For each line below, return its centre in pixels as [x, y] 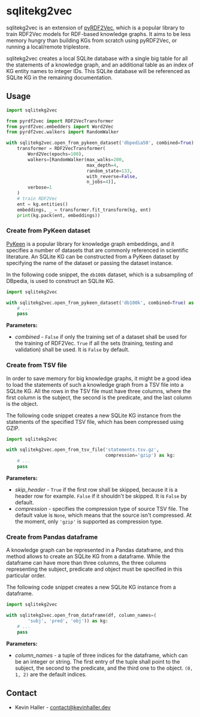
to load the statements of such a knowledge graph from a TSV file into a [95, 384]
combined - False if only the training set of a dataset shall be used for [101, 337]
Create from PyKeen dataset [49, 231]
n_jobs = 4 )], [101, 182]
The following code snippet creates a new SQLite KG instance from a [91, 587]
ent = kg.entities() [43, 204]
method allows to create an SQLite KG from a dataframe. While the [88, 556]
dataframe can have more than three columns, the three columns [86, 563]
